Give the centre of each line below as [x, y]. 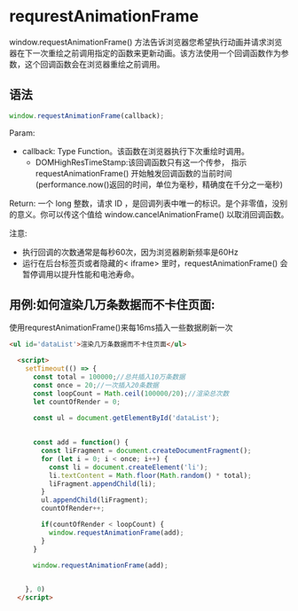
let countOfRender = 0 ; [77, 402]
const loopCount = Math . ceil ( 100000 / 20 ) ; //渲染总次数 [131, 393]
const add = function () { [80, 443]
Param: [22, 133]
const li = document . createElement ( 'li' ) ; [128, 467]
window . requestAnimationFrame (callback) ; [87, 116]
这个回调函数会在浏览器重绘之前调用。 [94, 64]
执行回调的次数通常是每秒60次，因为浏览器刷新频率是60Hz [130, 252]
